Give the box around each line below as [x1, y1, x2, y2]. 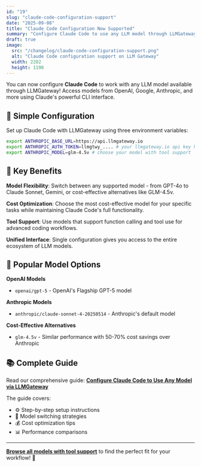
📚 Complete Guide [6, 357, 78, 368]
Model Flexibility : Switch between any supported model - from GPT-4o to [6, 182, 189, 189]
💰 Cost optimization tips [14, 420, 76, 427]
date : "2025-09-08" [6, 20, 55, 26]
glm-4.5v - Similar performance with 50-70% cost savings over [14, 333, 170, 341]
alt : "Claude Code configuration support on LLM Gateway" [11, 53, 160, 59]
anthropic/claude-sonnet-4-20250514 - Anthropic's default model [14, 310, 175, 317]
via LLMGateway [6, 383, 49, 390]
